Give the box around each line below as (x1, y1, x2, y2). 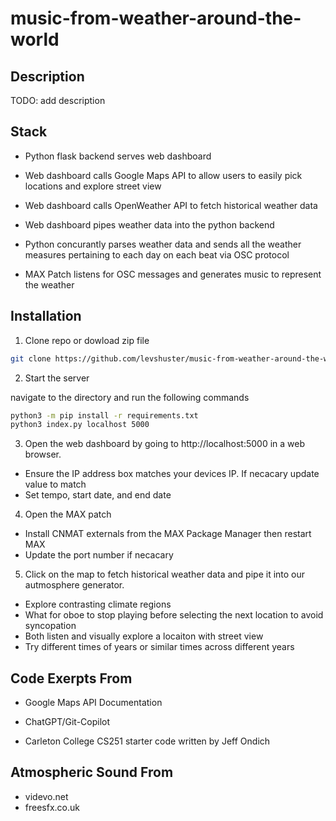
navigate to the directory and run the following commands (10, 391, 250, 403)
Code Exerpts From (10, 670, 133, 687)
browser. (24, 448, 62, 461)
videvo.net (24, 790, 69, 802)
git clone (10, 353, 52, 364)
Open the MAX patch (24, 508, 112, 521)
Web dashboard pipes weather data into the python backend (24, 218, 275, 231)
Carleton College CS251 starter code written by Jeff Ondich (24, 735, 271, 747)
